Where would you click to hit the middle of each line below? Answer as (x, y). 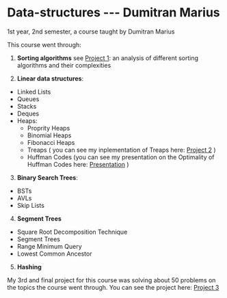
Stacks (27, 106)
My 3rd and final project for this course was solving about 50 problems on (111, 280)
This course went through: (44, 44)
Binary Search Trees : (48, 177)
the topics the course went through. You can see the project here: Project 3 (113, 287)
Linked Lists (34, 92)
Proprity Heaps (49, 128)
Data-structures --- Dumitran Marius (113, 13)
